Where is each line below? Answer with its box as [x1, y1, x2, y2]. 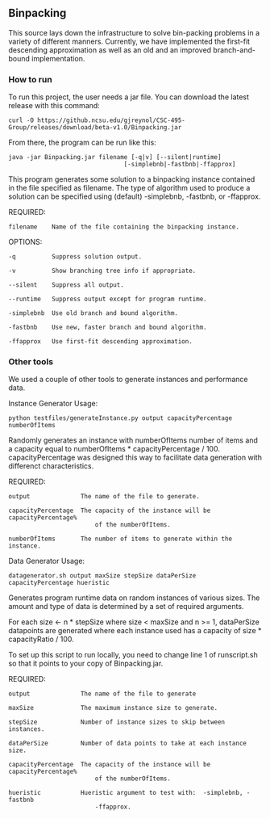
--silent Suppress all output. [8, 281, 125, 289]
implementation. [31, 53, 85, 63]
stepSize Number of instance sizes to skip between [8, 718, 226, 726]
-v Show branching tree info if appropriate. [8, 267, 197, 275]
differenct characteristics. [8, 461, 94, 471]
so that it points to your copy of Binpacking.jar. [8, 658, 164, 669]
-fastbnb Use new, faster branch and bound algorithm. [8, 323, 207, 332]
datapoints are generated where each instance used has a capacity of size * [8, 626, 262, 636]
